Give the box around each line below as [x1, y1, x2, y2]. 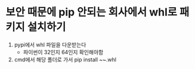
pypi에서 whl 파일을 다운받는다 [14, 41, 86, 48]
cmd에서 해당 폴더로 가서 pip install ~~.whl [14, 56, 117, 63]
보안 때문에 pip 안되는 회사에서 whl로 [5, 5, 177, 19]
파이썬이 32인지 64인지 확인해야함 [23, 48, 104, 55]
